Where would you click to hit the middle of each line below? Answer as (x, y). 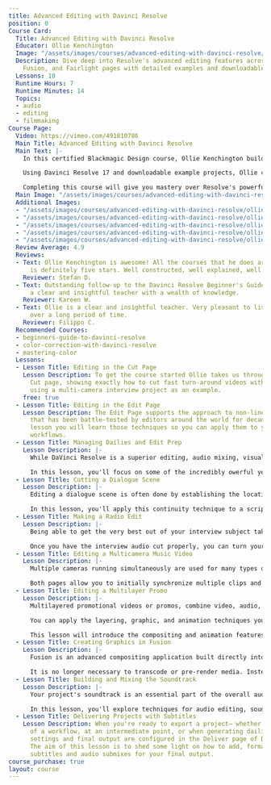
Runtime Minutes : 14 (50, 91)
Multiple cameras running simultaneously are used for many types (144, 569)
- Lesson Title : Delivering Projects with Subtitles (106, 716)
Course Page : (30, 128)
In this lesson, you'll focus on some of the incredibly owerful (142, 472)
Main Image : (36, 195)
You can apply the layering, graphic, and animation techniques (140, 620)
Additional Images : (48, 203)
